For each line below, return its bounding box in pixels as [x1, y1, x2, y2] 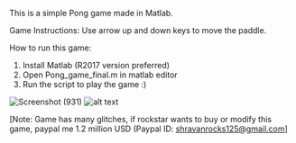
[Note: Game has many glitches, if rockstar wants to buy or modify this [9, 114, 273, 124]
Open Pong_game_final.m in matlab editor [22, 69, 178, 80]
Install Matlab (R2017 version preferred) [22, 60, 170, 70]
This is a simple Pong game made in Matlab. [9, 8, 173, 18]
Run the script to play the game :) [22, 79, 147, 89]
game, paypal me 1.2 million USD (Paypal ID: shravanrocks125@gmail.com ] [9, 123, 289, 134]
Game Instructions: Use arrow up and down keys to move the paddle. [9, 25, 267, 35]
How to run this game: [9, 42, 92, 53]
